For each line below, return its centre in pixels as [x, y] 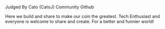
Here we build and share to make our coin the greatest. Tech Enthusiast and [82, 16]
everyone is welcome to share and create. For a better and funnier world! [80, 22]
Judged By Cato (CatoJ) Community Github [50, 7]
